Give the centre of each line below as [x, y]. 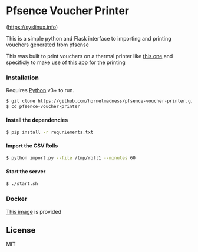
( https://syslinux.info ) [32, 27]
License [21, 230]
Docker [17, 199]
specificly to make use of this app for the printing [66, 62]
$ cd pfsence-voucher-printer [43, 107]
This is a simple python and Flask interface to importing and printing [89, 38]
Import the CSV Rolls [32, 146]
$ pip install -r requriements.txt [50, 132]
